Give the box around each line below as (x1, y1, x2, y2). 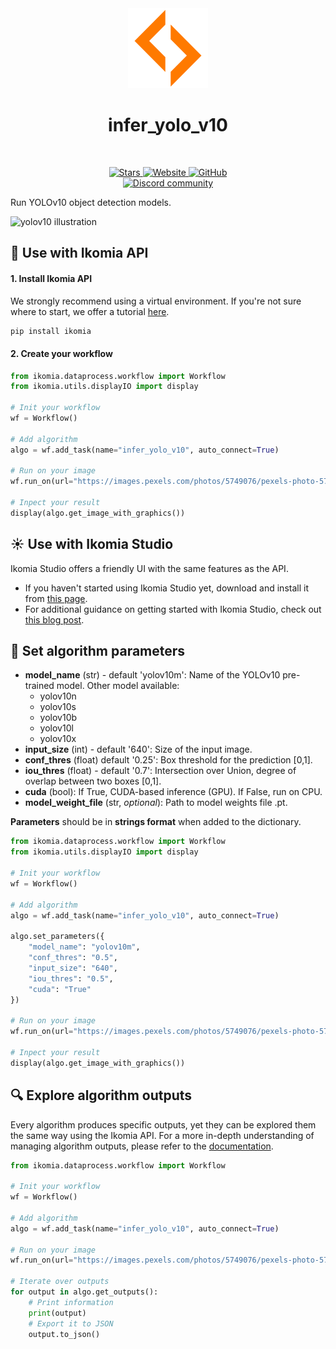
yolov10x (39, 733, 77, 745)
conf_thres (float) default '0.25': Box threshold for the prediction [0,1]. (24, 754, 313, 766)
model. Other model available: (56, 680, 180, 692)
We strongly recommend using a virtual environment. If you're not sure (10, 295, 302, 307)
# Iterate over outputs (10, 1277, 110, 1287)
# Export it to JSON (28, 1318, 114, 1329)
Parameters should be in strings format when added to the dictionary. (10, 816, 302, 828)
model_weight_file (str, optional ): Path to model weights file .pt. (24, 797, 288, 809)
